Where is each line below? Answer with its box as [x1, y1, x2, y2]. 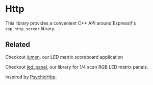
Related [5, 40, 31, 49]
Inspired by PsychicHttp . [5, 74, 57, 80]
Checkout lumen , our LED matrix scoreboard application [5, 54, 123, 60]
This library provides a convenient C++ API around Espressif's [5, 20, 136, 26]
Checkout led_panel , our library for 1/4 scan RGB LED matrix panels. [5, 63, 148, 70]
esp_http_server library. [5, 25, 56, 31]
